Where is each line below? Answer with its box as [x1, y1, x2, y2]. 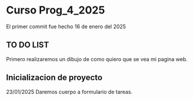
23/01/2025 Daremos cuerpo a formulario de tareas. [6, 88, 133, 95]
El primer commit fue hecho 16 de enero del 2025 [6, 23, 127, 30]
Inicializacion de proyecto [6, 73, 103, 83]
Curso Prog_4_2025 [6, 4, 105, 17]
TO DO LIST [6, 40, 49, 50]
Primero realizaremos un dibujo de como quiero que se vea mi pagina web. [6, 55, 188, 62]
